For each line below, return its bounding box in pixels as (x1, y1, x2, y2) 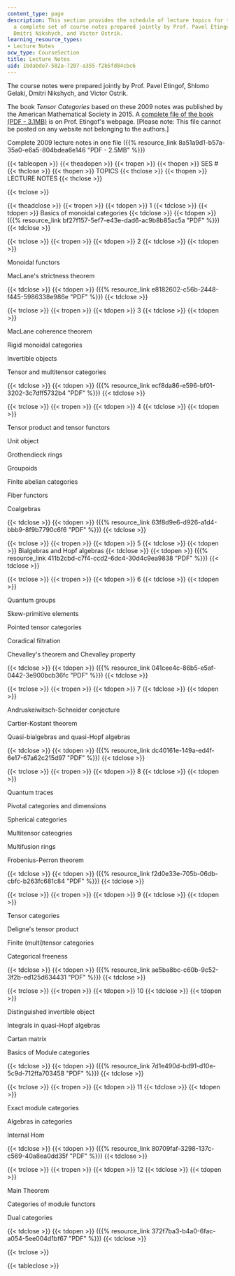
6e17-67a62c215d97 (7, 753, 66, 762)
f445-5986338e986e (7, 292, 69, 301)
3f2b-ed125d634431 (7, 973, 66, 981)
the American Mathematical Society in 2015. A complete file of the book (7, 110, 214, 118)
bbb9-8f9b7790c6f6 (7, 525, 67, 533)
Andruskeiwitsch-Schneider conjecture (7, 705, 120, 714)
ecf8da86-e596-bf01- (151, 381, 215, 389)
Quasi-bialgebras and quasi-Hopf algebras (7, 732, 131, 741)
